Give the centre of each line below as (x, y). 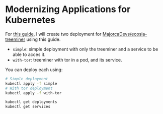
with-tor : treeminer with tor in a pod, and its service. (67, 60)
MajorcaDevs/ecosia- (125, 34)
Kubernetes (30, 20)
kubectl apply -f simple (31, 83)
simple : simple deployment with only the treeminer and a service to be (85, 49)
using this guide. (44, 39)
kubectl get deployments (31, 102)
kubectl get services (28, 107)
